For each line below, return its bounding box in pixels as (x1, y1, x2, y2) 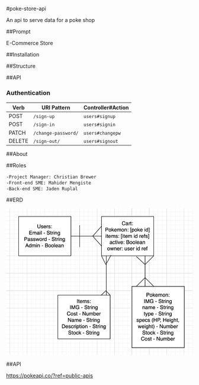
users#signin (84, 122, 115, 128)
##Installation (6, 51, 40, 58)
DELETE (8, 137, 28, 144)
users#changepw (84, 130, 121, 136)
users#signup (84, 114, 115, 120)
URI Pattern (41, 104, 70, 111)
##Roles (6, 162, 27, 169)
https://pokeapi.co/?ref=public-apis (6, 372, 94, 379)
